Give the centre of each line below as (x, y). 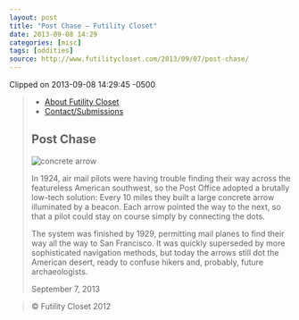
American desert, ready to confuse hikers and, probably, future (147, 262)
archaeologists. (59, 271)
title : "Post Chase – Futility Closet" (83, 26)
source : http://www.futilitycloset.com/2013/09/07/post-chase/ (129, 59)
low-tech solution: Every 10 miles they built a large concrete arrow (153, 197)
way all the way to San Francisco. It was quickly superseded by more (158, 243)
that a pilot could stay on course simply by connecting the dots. (148, 216)
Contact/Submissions (84, 111)
